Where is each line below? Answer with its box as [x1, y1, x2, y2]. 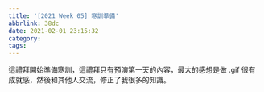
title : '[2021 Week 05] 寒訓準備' [8, 11, 119, 20]
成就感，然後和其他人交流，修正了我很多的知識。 [8, 75, 171, 85]
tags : [8, 42, 27, 50]
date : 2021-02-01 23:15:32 [8, 27, 99, 35]
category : [8, 34, 42, 43]
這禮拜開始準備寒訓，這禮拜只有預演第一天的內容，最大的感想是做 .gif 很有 [8, 65, 256, 75]
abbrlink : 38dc [8, 19, 60, 27]
